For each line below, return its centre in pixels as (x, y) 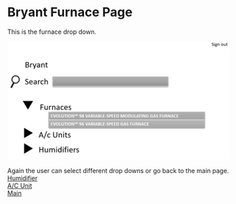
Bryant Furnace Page (70, 12)
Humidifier (23, 178)
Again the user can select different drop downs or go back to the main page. (118, 170)
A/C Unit (20, 185)
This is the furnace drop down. (52, 32)
